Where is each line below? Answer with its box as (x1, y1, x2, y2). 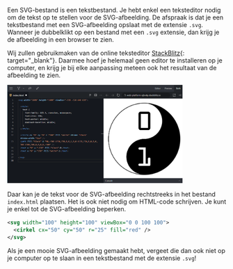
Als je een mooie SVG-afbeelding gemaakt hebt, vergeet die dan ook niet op (7, 246, 226, 254)
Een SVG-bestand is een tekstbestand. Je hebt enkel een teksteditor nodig (7, 6, 221, 14)
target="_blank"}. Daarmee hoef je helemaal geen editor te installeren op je (7, 56, 223, 65)
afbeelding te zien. (7, 71, 61, 79)
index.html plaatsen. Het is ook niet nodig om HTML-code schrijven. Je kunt (7, 197, 227, 206)
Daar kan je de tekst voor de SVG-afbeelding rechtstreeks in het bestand (7, 190, 216, 199)
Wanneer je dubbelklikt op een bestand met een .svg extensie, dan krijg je (7, 28, 220, 36)
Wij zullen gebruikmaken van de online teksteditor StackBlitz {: (7, 49, 185, 57)
